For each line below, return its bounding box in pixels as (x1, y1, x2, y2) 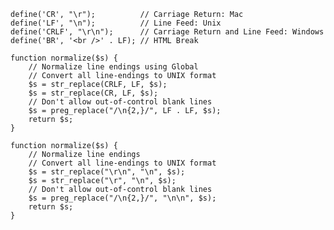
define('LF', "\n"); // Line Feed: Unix (10, 18, 222, 28)
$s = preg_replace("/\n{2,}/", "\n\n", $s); (28, 193, 217, 203)
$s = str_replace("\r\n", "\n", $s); (28, 167, 186, 177)
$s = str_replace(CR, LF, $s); (28, 88, 159, 98)
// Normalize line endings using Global (28, 62, 199, 72)
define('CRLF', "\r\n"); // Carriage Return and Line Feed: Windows (10, 27, 325, 37)
